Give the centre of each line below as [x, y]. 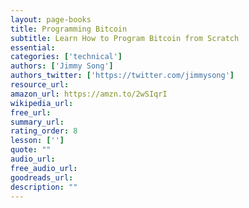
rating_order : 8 [44, 131]
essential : [33, 47]
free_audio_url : [44, 168]
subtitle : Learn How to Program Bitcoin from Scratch [125, 38]
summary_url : [37, 122]
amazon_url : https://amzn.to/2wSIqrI [89, 94]
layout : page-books [51, 19]
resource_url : [40, 85]
